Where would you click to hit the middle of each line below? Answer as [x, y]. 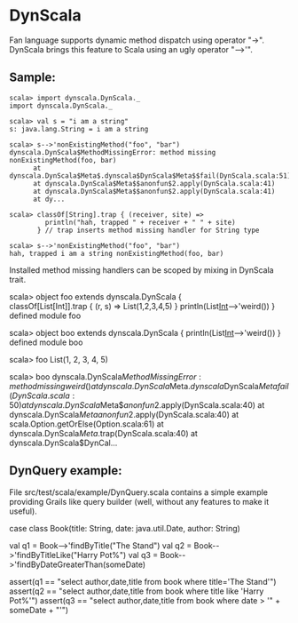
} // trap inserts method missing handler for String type [148, 230]
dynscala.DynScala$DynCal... [63, 443]
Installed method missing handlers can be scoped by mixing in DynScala [141, 270]
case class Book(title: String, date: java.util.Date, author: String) [125, 528]
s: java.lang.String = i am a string [79, 129]
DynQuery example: [66, 471]
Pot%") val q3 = [129, 555]
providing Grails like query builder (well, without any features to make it [139, 501]
